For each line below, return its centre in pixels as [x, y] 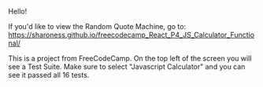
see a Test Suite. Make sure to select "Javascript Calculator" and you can [127, 67]
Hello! [18, 11]
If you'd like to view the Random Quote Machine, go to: [97, 26]
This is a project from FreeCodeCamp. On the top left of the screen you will [130, 58]
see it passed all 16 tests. [49, 75]
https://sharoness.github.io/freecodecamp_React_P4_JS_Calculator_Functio [131, 35]
